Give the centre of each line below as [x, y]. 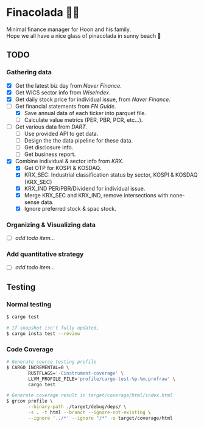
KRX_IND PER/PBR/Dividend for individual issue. [85, 188]
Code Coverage [30, 349]
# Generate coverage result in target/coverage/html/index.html [90, 395]
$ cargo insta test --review [43, 333]
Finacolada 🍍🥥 [43, 12]
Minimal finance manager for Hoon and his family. [69, 29]
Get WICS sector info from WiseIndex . [63, 92]
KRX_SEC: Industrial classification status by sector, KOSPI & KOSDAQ [111, 175]
